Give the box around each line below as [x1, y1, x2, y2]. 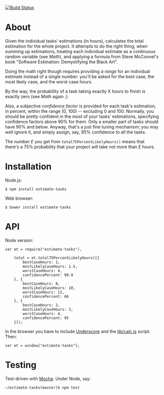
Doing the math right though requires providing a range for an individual [5, 68, 150, 74]
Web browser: [5, 195, 33, 201]
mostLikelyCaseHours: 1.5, [23, 264, 78, 269]
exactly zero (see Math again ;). [5, 93, 70, 99]
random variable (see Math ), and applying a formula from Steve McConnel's [5, 53, 159, 59]
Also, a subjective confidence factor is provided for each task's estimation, [5, 103, 156, 109]
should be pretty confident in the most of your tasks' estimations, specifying [5, 113, 159, 119]
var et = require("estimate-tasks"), [5, 247, 82, 252]
